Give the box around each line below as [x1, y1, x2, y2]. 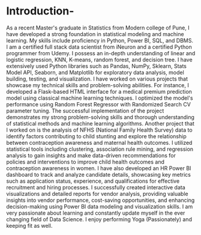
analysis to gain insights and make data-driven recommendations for [6, 151, 176, 159]
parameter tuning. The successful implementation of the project [6, 107, 164, 114]
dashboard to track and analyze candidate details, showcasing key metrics [6, 171, 191, 178]
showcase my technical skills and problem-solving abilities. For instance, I [6, 81, 189, 88]
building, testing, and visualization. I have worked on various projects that [6, 75, 188, 82]
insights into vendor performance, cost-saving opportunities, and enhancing [6, 197, 195, 204]
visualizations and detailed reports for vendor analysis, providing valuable [6, 190, 188, 197]
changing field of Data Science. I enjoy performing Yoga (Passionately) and [6, 215, 192, 223]
